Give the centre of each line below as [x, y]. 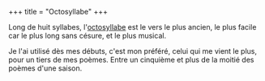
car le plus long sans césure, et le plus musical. [88, 36]
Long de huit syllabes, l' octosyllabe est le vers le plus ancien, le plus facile [132, 27]
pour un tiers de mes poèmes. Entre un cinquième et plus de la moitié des [131, 60]
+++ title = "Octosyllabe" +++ [58, 12]
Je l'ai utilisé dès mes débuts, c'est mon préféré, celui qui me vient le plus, [133, 51]
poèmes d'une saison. [45, 68]
